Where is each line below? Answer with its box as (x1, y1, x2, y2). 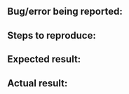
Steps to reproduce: (7, 29, 96, 41)
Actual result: (7, 77, 68, 89)
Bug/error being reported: (7, 6, 123, 18)
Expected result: (7, 53, 81, 65)
